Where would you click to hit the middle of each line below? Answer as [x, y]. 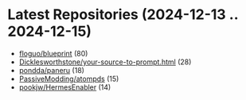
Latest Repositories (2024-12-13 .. [123, 15]
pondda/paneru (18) [52, 70]
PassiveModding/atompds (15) [69, 79]
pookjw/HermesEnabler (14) [65, 87]
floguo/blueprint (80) [53, 53]
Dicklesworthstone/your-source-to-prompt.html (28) [105, 62]
